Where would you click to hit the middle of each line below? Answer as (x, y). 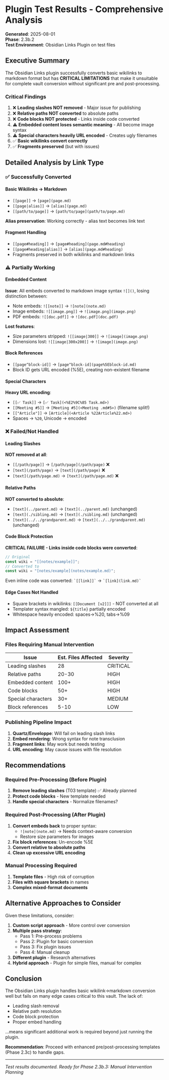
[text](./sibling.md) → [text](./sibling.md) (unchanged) (75, 514)
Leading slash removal (36, 1006)
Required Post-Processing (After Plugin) (55, 815)
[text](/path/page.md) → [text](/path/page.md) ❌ (66, 476)
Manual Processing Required (41, 866)
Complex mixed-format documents (50, 887)
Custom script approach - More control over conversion (71, 925)
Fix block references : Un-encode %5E (53, 842)
